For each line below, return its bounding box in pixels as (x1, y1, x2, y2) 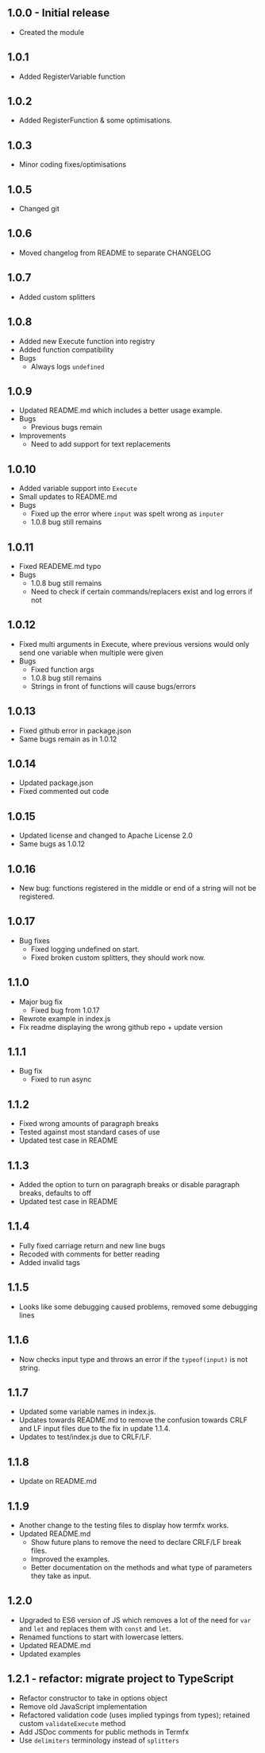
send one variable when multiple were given (18, 648, 164, 657)
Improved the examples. (30, 1554, 110, 1564)
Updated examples (18, 1649, 81, 1658)
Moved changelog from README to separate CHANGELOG (18, 248, 212, 257)
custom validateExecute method (18, 1718, 126, 1728)
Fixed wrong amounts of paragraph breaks (18, 1119, 159, 1128)
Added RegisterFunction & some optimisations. (18, 115, 172, 126)
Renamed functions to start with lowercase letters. (18, 1632, 184, 1642)
